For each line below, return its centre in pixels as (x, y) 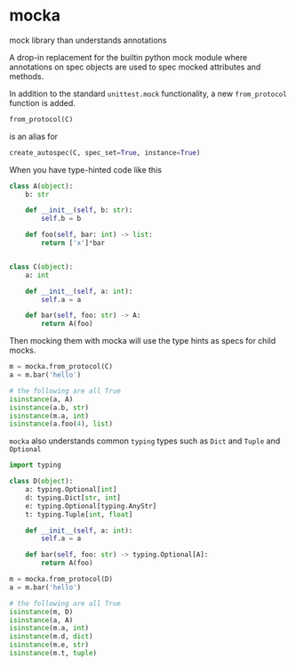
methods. (27, 76)
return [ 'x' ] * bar (73, 243)
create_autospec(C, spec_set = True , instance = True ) (105, 152)
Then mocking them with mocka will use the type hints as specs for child (143, 341)
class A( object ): (41, 186)
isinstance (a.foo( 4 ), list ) (61, 424)
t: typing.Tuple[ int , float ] (79, 514)
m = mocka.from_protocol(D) (61, 580)
